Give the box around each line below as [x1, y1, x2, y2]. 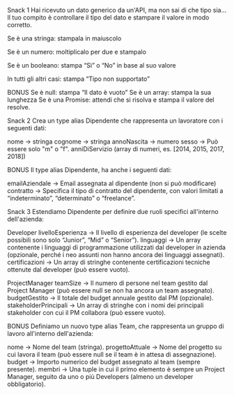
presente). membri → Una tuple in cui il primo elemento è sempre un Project [7, 365, 225, 373]
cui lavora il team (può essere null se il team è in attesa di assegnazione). [7, 350, 217, 358]
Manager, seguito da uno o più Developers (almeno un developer [7, 373, 194, 380]
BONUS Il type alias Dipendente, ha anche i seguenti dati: [7, 166, 172, 173]
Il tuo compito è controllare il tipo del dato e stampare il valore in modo [7, 13, 210, 22]
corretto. [7, 21, 33, 29]
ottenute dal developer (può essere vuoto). [7, 265, 130, 274]
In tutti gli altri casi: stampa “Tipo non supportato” [7, 75, 150, 83]
